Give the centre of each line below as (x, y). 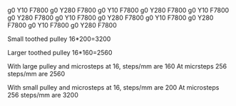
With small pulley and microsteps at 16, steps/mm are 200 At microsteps (113, 87)
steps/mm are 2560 (36, 74)
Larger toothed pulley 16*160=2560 (60, 53)
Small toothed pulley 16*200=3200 (59, 39)
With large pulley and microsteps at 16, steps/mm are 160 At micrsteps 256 (117, 66)
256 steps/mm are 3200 (43, 95)
